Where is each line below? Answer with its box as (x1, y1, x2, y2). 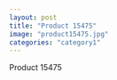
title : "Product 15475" (9, 21, 97, 30)
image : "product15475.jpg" (9, 29, 109, 38)
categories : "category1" (9, 37, 101, 47)
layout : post (9, 12, 58, 22)
